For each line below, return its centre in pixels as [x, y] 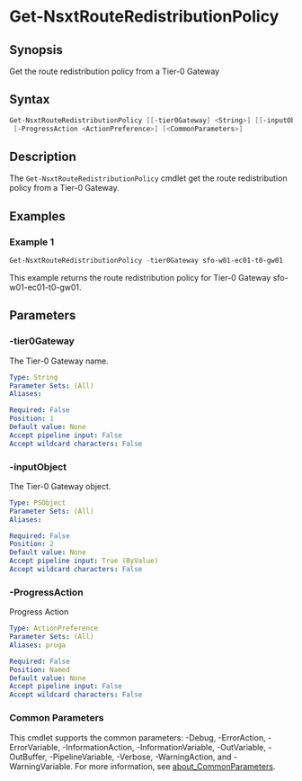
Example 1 [32, 242]
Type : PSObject [38, 503]
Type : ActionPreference [54, 628]
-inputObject [38, 467]
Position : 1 [31, 419]
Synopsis [36, 50]
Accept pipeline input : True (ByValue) [84, 561]
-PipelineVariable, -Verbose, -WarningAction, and [140, 757]
